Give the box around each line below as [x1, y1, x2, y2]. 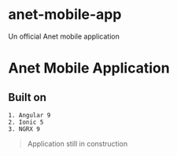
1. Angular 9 [8, 111, 51, 119]
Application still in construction [27, 139, 128, 148]
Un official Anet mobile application [8, 32, 120, 41]
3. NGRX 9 [8, 124, 41, 133]
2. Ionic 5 [8, 118, 44, 126]
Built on [8, 91, 47, 104]
